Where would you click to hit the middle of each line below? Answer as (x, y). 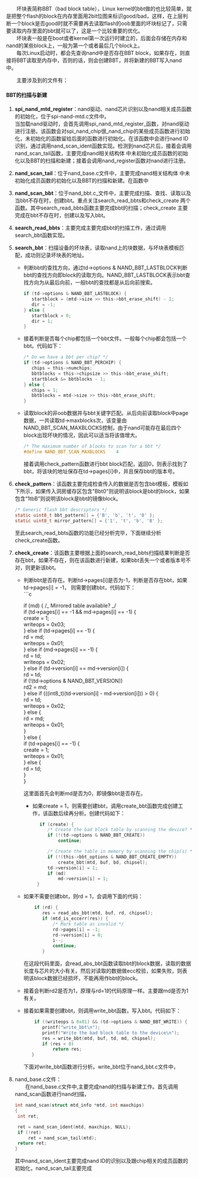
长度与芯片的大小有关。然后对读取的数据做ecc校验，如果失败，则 (103, 971)
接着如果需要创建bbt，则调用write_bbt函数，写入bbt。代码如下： (102, 1011)
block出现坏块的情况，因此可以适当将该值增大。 (82, 435)
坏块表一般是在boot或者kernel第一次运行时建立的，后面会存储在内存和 (102, 38)
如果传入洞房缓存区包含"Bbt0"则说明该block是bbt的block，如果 (112, 491)
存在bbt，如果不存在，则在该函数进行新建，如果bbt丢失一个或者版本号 (100, 560)
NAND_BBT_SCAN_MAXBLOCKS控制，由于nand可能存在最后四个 (102, 428)
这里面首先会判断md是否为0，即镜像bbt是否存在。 (85, 793)
